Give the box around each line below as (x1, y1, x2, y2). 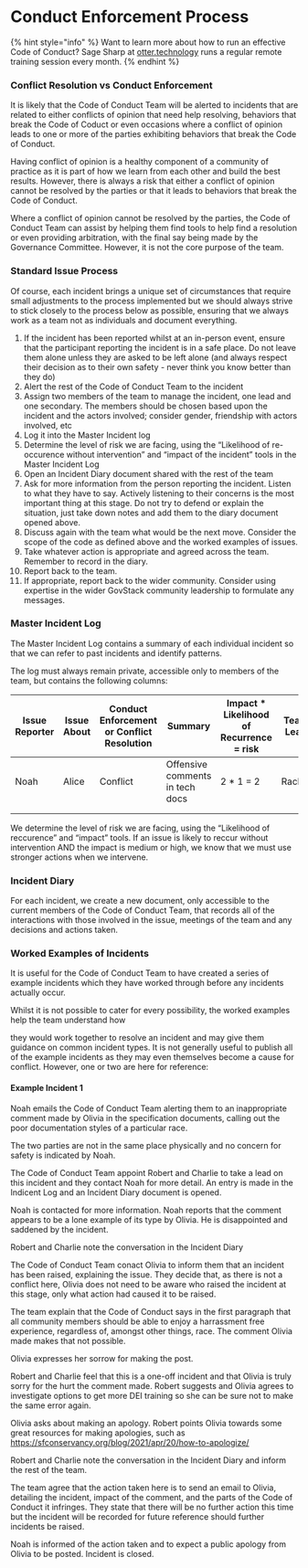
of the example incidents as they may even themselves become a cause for (10, 1052, 295, 1063)
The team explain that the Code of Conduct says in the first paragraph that (10, 1306, 292, 1317)
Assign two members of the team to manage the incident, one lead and (23, 390, 292, 401)
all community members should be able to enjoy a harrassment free (10, 1316, 265, 1327)
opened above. (23, 516, 81, 527)
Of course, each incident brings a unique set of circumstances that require (10, 285, 292, 296)
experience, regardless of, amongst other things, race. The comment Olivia (10, 1325, 293, 1336)
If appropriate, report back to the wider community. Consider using (23, 575, 277, 586)
